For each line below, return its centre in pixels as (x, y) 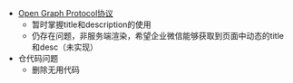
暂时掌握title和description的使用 (91, 24)
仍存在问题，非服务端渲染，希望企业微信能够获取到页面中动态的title (157, 36)
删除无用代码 (55, 69)
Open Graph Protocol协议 (65, 13)
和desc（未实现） (64, 47)
